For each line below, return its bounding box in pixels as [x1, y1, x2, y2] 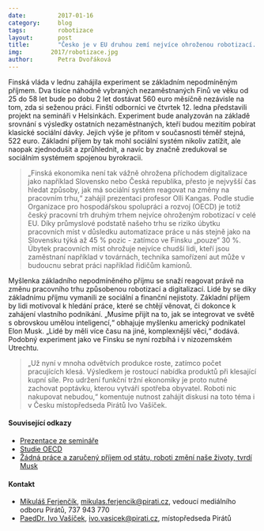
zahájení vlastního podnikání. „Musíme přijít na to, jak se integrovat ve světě [8, 309, 255, 318]
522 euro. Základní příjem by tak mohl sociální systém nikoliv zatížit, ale [8, 136, 241, 145]
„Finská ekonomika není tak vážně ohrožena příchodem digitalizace [27, 168, 247, 178]
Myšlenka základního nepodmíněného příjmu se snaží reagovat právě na [8, 276, 244, 285]
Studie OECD [19, 444, 63, 454]
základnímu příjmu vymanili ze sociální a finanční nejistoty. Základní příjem [8, 292, 251, 302]
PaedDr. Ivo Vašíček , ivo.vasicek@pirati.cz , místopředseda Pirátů [19, 514, 232, 523]
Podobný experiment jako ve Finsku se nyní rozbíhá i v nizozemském [8, 334, 232, 344]
